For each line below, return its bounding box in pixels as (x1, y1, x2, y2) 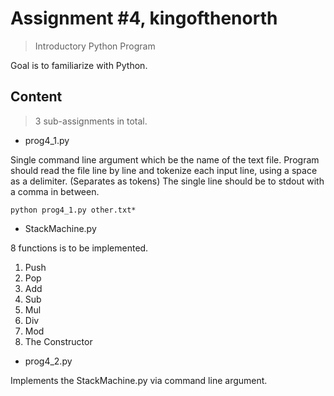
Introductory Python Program (34, 40, 156, 52)
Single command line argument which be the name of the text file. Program (10, 153, 320, 166)
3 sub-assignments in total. (34, 115, 148, 127)
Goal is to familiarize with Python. (10, 59, 148, 71)
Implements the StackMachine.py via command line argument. (10, 374, 268, 386)
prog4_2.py (24, 355, 73, 367)
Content (10, 88, 63, 106)
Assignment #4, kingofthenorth (10, 7, 278, 30)
